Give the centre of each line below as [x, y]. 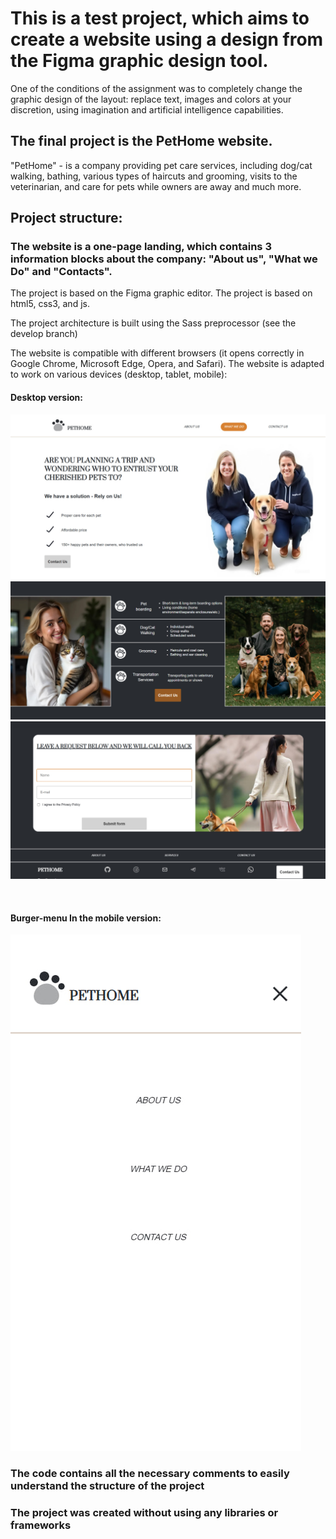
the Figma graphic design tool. [139, 61]
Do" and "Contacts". [61, 272]
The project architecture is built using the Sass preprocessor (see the [153, 323]
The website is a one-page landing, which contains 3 [141, 247]
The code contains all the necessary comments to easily [150, 1474]
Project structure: [66, 218]
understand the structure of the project [107, 1486]
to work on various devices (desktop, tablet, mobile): [119, 374]
